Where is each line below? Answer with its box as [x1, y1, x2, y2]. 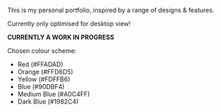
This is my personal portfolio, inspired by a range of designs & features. [7, 6, 215, 14]
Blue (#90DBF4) [17, 83, 65, 90]
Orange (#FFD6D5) [17, 68, 74, 76]
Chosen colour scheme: [7, 47, 77, 55]
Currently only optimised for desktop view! [7, 20, 132, 27]
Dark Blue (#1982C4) [17, 97, 79, 106]
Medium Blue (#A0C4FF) [17, 90, 90, 98]
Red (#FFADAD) [17, 60, 63, 69]
